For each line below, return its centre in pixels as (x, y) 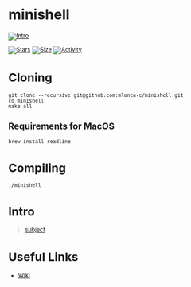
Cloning (30, 78)
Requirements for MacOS (62, 126)
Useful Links (43, 257)
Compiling (37, 168)
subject (35, 230)
